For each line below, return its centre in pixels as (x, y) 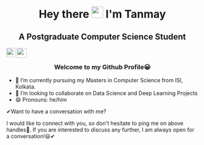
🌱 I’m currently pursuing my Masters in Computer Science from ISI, (99, 80)
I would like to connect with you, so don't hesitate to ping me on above (95, 123)
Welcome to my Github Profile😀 (102, 67)
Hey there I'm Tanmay (102, 14)
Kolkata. (25, 87)
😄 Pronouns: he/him (41, 100)
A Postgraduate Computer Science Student (102, 37)
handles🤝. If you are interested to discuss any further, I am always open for (100, 130)
